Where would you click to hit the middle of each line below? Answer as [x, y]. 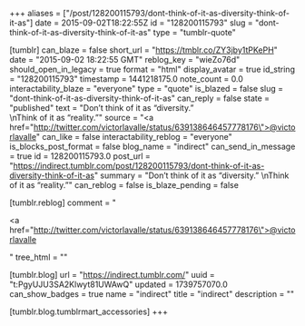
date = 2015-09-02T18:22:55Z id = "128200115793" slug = [144, 23]
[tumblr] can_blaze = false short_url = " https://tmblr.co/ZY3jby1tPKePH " [144, 50]
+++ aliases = [35, 13]
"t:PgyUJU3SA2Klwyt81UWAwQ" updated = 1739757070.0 [119, 284]
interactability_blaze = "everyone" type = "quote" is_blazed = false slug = [147, 89]
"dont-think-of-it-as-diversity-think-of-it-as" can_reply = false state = [140, 98]
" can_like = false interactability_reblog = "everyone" [134, 137]
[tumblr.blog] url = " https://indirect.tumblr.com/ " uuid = [112, 275]
